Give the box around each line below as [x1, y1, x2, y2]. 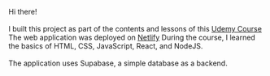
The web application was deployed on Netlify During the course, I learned [8, 32, 256, 42]
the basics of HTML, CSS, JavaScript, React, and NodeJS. [8, 41, 203, 51]
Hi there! [8, 7, 37, 16]
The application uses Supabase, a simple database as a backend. [8, 58, 228, 68]
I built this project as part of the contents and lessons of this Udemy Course [8, 24, 263, 33]
